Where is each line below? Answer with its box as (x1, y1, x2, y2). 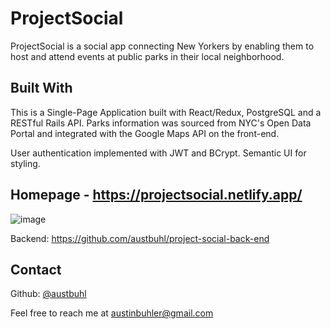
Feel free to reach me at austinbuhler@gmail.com (10, 307, 214, 319)
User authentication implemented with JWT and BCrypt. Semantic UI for (10, 147, 307, 159)
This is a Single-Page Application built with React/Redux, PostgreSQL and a (10, 106, 322, 118)
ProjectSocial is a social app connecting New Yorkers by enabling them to (10, 40, 315, 52)
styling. (10, 157, 41, 169)
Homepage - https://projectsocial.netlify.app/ (10, 187, 303, 204)
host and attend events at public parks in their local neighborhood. (10, 50, 285, 62)
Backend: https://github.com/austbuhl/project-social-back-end (10, 232, 270, 244)
